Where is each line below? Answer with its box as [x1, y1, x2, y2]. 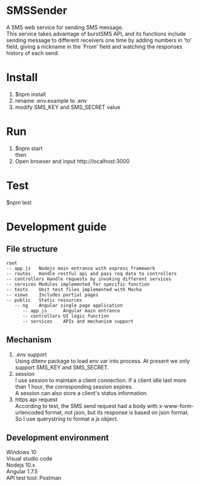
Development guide [6, 220, 107, 234]
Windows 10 [6, 448, 37, 456]
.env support [15, 350, 47, 358]
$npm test [6, 199, 32, 206]
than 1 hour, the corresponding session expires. [15, 383, 134, 390]
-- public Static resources [6, 297, 83, 303]
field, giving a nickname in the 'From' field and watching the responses [6, 43, 183, 50]
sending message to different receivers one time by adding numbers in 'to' [6, 36, 192, 44]
